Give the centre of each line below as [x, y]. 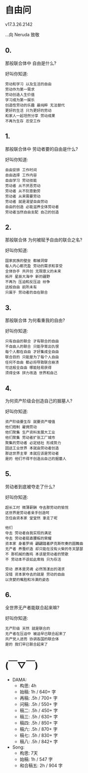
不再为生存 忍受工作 [23, 121]
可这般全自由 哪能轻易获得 [28, 368]
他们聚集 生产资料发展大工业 [30, 432]
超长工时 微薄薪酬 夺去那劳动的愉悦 [37, 507]
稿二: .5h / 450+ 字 [39, 710]
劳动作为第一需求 [20, 89]
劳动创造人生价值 [20, 95]
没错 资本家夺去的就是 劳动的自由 [35, 574]
